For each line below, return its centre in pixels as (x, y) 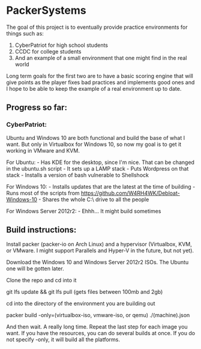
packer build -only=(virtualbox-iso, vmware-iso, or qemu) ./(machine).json (98, 315)
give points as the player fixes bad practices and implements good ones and (100, 82)
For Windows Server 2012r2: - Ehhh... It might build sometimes (84, 211)
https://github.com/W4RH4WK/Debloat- (130, 193)
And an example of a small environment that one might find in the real (101, 58)
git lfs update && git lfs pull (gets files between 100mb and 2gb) (85, 292)
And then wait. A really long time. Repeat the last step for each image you (97, 327)
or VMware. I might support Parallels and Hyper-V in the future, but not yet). (100, 250)
